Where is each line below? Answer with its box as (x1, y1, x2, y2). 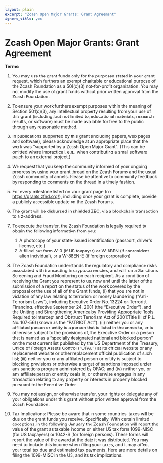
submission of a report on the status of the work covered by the (12, 283, 140, 289)
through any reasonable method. (12, 124, 78, 130)
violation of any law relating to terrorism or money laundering (12, 293, 135, 300)
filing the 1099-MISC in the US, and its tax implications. (12, 452, 123, 458)
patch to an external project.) (12, 154, 71, 160)
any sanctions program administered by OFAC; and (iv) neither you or (12, 366, 151, 372)
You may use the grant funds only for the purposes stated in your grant (12, 73, 155, 79)
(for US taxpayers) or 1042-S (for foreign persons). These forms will (12, 432, 149, 438)
